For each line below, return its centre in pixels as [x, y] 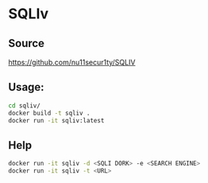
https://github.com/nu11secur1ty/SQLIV [72, 62]
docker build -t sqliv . [49, 113]
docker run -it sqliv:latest [56, 120]
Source [27, 43]
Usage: [27, 87]
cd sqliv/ [25, 105]
